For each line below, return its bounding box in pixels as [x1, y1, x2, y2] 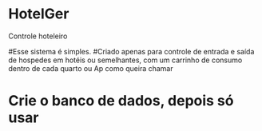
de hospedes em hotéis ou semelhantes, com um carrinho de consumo [8, 55, 243, 65]
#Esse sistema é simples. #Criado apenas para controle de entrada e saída [8, 46, 255, 56]
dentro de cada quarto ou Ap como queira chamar [8, 63, 173, 73]
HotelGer [8, 5, 69, 23]
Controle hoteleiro [8, 31, 68, 41]
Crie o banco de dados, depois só [8, 92, 234, 110]
